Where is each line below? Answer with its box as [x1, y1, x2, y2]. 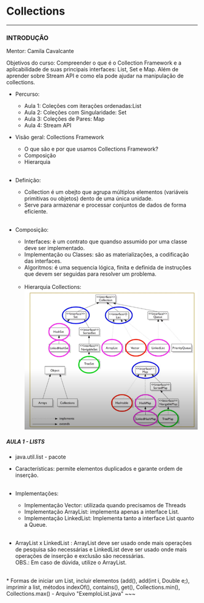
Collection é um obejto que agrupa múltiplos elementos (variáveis [24, 188, 189, 196]
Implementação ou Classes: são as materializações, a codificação [24, 251, 189, 259]
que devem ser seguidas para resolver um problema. [24, 270, 157, 278]
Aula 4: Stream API [24, 122, 72, 129]
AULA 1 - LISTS [6, 438, 45, 445]
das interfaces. [24, 257, 62, 265]
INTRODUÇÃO [6, 34, 49, 42]
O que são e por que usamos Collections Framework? [24, 145, 159, 153]
